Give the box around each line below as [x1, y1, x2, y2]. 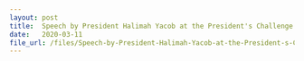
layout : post [9, 13, 59, 22]
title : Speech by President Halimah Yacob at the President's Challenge [9, 22, 294, 30]
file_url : [9, 38, 47, 48]
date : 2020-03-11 [9, 30, 83, 39]
